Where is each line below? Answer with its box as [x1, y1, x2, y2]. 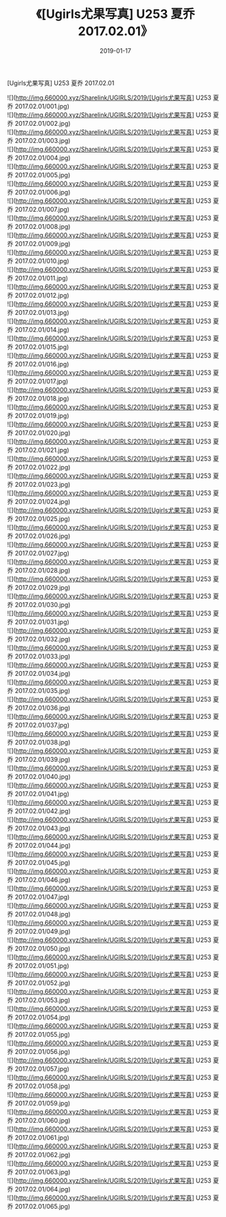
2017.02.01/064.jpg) [14, 1185, 71, 1193]
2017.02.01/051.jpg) [14, 961, 69, 969]
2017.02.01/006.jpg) [14, 188, 71, 196]
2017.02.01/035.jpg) [14, 686, 71, 694]
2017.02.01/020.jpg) [14, 428, 71, 437]
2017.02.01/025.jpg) [14, 514, 71, 523]
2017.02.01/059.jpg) [14, 1099, 71, 1107]
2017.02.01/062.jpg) [14, 1150, 71, 1159]
